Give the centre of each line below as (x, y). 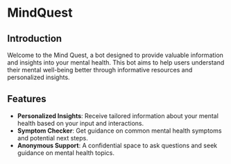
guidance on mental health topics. (66, 153)
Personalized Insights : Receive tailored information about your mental (118, 115)
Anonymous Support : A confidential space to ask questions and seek (117, 145)
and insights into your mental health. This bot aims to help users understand (116, 63)
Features (27, 99)
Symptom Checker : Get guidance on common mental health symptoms (119, 131)
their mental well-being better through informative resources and (100, 70)
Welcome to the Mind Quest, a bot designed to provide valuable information (115, 55)
